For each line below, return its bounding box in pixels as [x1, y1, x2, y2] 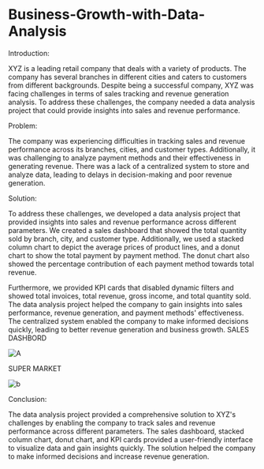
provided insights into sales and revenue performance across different [8, 217, 236, 227]
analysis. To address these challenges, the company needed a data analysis [8, 97, 255, 107]
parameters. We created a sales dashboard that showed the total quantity [8, 225, 247, 234]
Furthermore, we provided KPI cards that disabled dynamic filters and [8, 283, 234, 292]
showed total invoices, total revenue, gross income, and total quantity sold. [8, 291, 251, 301]
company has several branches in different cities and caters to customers [8, 72, 247, 81]
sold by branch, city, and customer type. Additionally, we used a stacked [8, 234, 244, 243]
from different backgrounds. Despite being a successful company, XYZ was [8, 81, 255, 90]
